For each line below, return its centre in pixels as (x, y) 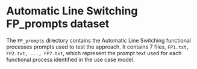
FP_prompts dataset (58, 24)
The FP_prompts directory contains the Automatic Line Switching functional (99, 40)
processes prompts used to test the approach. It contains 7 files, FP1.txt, (98, 47)
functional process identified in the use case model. (70, 59)
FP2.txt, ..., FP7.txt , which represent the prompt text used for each (94, 53)
